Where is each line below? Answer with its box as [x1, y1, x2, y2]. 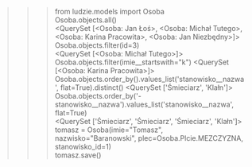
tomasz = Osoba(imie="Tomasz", [54, 125, 164, 134]
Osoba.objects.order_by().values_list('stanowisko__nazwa [54, 75, 245, 83]
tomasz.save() [54, 150, 102, 160]
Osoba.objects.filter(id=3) [54, 41, 140, 50]
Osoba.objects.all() [54, 15, 117, 25]
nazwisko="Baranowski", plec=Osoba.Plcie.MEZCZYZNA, [54, 134, 244, 142]
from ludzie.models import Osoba [54, 7, 165, 16]
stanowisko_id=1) [54, 142, 112, 151]
